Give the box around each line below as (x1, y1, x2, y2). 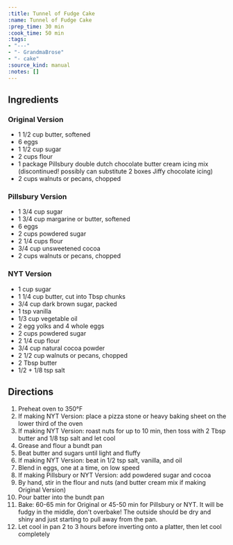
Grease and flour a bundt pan (17, 441, 103, 449)
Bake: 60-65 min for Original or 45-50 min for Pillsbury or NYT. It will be (17, 500, 224, 508)
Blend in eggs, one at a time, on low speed (17, 463, 140, 472)
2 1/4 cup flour (17, 336, 60, 345)
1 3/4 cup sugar (17, 207, 63, 216)
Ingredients (8, 94, 59, 105)
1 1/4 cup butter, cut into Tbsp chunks (17, 292, 126, 300)
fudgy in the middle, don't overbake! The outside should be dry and (17, 508, 211, 516)
